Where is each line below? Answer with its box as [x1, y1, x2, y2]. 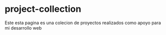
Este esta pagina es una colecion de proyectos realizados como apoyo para [5, 20, 161, 26]
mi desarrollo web [5, 25, 42, 31]
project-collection [5, 3, 81, 15]
